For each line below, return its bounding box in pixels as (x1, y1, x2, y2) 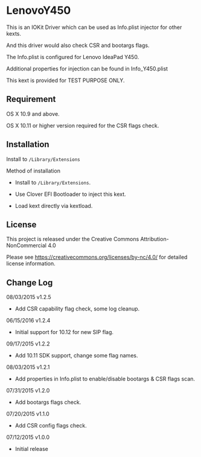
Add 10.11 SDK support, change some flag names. (14, 352, 138, 359)
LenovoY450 (6, 4, 71, 17)
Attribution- (140, 236, 169, 243)
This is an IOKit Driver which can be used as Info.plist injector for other (6, 24, 182, 31)
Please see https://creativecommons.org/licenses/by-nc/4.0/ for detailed (6, 254, 188, 261)
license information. (6, 260, 56, 267)
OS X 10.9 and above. (6, 110, 60, 118)
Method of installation (6, 167, 60, 174)
